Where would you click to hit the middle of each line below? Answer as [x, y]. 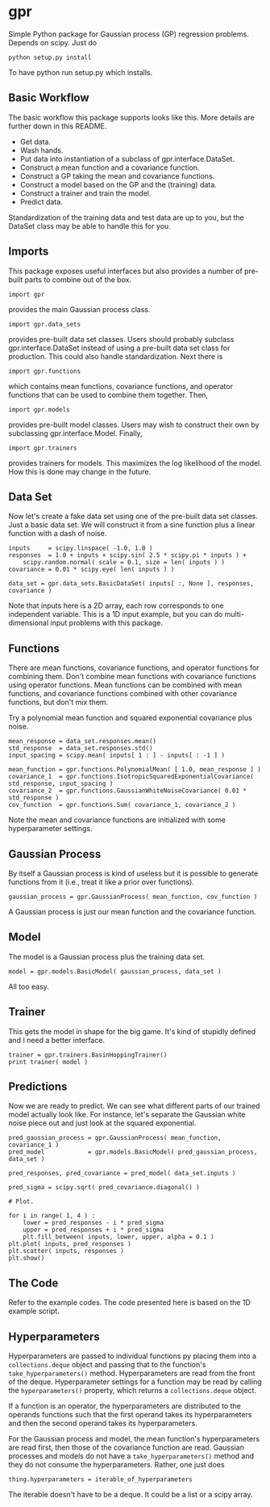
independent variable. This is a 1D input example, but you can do [116, 614]
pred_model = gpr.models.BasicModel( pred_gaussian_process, [133, 1152]
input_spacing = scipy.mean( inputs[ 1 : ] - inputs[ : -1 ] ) [117, 756]
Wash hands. [42, 150]
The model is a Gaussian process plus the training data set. [107, 956]
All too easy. [29, 986]
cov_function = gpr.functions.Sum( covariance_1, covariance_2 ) [122, 805]
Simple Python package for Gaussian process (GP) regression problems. [129, 34]
